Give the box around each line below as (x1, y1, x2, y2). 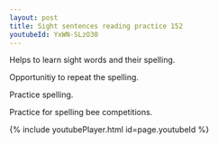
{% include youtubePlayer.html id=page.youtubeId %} (9, 124, 210, 135)
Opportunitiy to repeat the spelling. (9, 72, 140, 83)
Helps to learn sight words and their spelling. (9, 55, 176, 66)
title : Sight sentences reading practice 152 (9, 22, 183, 31)
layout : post (9, 13, 59, 22)
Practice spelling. (9, 89, 74, 100)
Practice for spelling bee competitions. (9, 107, 153, 118)
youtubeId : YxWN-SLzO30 (9, 30, 99, 39)
